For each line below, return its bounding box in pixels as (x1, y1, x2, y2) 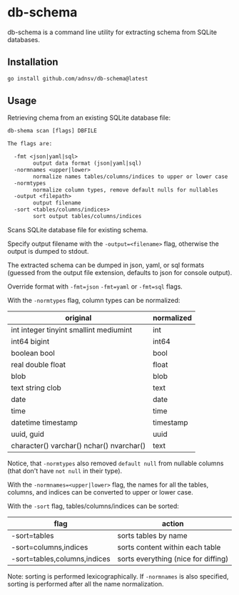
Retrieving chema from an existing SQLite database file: (7, 113, 171, 122)
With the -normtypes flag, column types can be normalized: (7, 296, 180, 304)
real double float (11, 359, 66, 369)
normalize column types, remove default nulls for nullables (33, 186, 219, 193)
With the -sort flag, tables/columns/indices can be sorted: (7, 502, 180, 510)
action (161, 518, 184, 528)
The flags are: (7, 140, 53, 148)
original (65, 313, 92, 323)
